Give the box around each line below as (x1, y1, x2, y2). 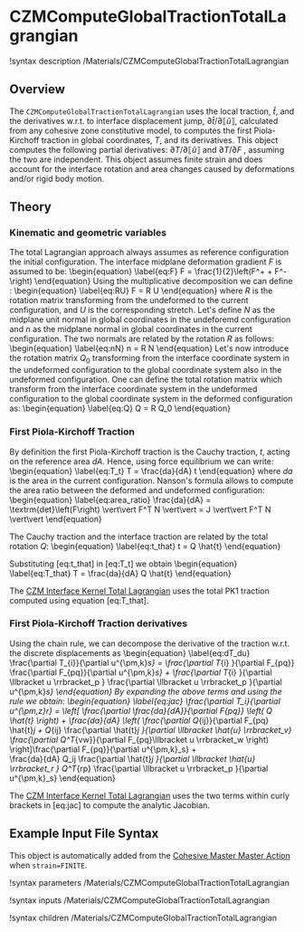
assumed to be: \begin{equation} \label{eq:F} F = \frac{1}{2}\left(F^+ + (9, 266, 273, 277)
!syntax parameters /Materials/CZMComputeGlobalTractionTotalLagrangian (9, 877, 290, 888)
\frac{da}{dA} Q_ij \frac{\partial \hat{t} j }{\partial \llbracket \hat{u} (9, 753, 256, 764)
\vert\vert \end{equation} (9, 513, 102, 524)
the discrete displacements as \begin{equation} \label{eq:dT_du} (9, 647, 251, 658)
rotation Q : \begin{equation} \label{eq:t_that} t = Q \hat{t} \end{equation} (9, 540, 281, 551)
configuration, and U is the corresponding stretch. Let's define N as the (9, 305, 276, 316)
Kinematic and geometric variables (9, 226, 167, 239)
